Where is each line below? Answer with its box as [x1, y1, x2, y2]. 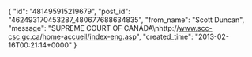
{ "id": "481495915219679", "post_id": [8, 7, 130, 16]
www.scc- [179, 24, 213, 32]
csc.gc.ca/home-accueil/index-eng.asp [8, 32, 137, 41]
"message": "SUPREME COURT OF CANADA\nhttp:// [8, 24, 179, 32]
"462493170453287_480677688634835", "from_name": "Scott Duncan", [8, 15, 245, 25]
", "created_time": [136, 32, 194, 41]
